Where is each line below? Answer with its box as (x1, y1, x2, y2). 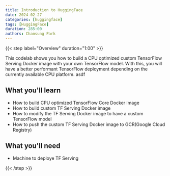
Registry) (12, 127, 32, 133)
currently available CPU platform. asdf (5, 71, 86, 77)
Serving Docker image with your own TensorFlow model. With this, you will (5, 61, 162, 66)
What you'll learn (5, 86, 61, 95)
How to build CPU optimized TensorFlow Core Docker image (12, 99, 140, 106)
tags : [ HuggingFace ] (5, 21, 49, 27)
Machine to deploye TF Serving (12, 155, 79, 161)
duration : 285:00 (5, 27, 42, 32)
